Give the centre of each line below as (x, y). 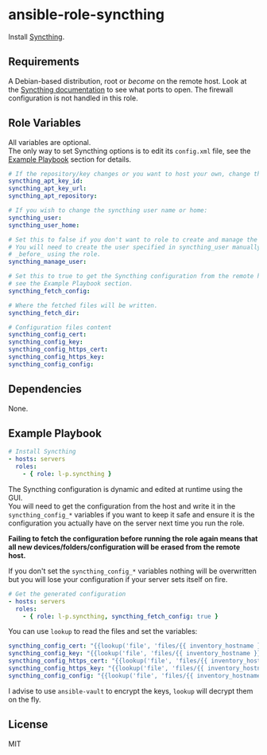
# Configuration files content (60, 327)
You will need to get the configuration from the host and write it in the (122, 506)
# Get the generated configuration (67, 594)
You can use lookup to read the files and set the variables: (103, 631)
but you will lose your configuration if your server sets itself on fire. (118, 579)
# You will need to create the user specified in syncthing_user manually (135, 247)
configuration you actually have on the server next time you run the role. (126, 523)
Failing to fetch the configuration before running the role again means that (133, 538)
